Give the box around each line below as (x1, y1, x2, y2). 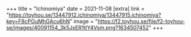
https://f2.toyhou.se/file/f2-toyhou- (97, 18, 185, 24)
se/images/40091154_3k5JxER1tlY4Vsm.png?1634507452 (6, 24, 149, 31)
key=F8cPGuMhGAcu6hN (6, 18, 70, 24)
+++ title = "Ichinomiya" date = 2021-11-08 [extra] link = (6, 5, 145, 12)
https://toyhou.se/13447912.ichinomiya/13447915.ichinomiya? (8, 11, 162, 18)
